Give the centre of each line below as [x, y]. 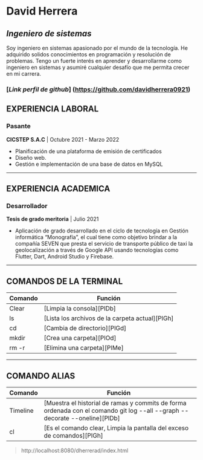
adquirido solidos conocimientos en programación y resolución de [89, 54]
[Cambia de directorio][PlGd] [85, 328]
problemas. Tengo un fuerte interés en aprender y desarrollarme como [94, 61]
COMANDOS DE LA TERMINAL [65, 281]
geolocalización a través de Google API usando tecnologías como [97, 250]
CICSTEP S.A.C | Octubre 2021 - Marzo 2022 [63, 139]
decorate [56, 418]
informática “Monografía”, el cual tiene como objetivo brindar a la [96, 237]
